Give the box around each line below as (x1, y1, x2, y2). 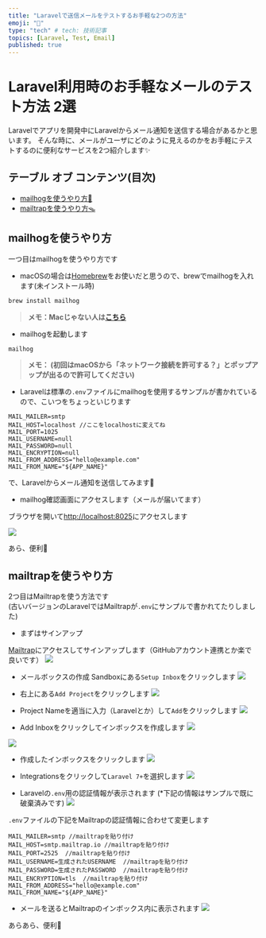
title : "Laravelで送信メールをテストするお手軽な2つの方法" (8, 11, 187, 20)
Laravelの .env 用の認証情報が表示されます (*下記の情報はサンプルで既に (19, 789, 254, 798)
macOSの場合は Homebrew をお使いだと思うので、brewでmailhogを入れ (19, 271, 254, 281)
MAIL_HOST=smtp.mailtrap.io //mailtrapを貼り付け (8, 841, 170, 849)
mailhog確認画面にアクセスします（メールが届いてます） (19, 494, 206, 505)
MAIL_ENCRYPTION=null (8, 449, 80, 457)
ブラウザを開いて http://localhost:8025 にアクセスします (8, 512, 188, 521)
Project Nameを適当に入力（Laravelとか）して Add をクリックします (19, 706, 238, 715)
